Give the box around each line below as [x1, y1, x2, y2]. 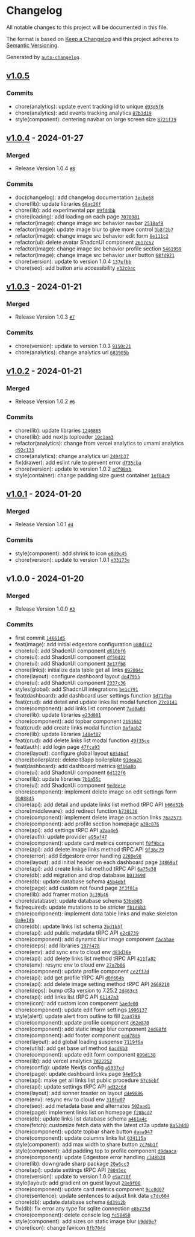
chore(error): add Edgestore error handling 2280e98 [14, 852, 142, 859]
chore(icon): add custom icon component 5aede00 [14, 999, 138, 1006]
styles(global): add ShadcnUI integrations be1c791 [14, 685, 138, 693]
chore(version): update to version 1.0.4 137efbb [14, 258, 132, 265]
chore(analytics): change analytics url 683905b [14, 348, 129, 356]
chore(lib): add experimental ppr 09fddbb [14, 206, 116, 214]
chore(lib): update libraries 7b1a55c [14, 775, 101, 782]
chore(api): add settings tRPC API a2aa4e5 [14, 826, 119, 833]
